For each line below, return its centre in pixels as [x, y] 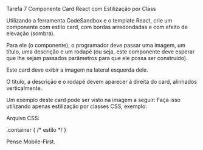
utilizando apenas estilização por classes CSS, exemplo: [77, 106]
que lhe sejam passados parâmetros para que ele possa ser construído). [97, 58]
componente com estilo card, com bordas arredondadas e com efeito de [97, 27]
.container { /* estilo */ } [36, 130]
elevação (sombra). [31, 33]
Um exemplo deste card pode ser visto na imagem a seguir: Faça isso [94, 100]
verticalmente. [24, 88]
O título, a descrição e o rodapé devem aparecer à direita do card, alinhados [102, 82]
